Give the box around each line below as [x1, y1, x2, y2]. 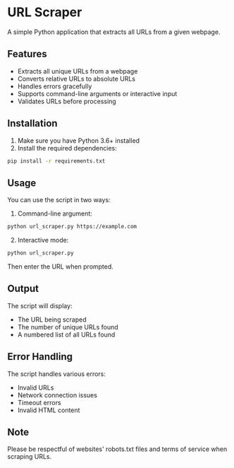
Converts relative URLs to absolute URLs [17, 74, 136, 83]
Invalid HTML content [17, 406, 80, 414]
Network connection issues [17, 390, 97, 399]
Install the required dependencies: [17, 144, 118, 152]
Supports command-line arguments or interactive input [17, 89, 178, 98]
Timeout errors [17, 398, 61, 406]
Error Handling [7, 351, 73, 363]
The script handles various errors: [7, 369, 106, 378]
